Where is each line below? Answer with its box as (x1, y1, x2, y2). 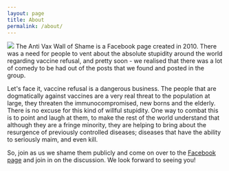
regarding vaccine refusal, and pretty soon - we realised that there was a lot (7, 57, 223, 65)
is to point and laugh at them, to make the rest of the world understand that (7, 114, 220, 122)
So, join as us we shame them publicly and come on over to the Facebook (7, 148, 217, 157)
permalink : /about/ (7, 23, 63, 29)
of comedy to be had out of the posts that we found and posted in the (7, 64, 205, 73)
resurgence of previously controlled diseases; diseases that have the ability (7, 128, 221, 137)
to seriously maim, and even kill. (7, 135, 98, 144)
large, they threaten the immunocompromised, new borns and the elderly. (7, 99, 216, 107)
